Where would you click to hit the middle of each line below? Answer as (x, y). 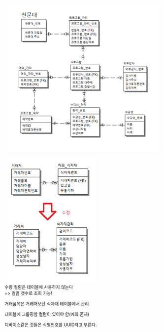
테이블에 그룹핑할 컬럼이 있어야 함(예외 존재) (47, 314)
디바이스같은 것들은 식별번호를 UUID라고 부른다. (51, 325)
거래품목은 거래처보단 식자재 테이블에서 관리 (47, 303)
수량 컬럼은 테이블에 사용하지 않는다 (39, 287)
